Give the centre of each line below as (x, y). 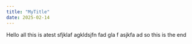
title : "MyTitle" (28, 12)
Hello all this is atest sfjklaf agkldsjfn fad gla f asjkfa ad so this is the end (96, 34)
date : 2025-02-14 (28, 17)
